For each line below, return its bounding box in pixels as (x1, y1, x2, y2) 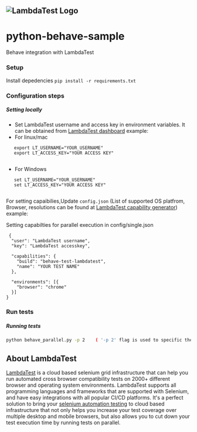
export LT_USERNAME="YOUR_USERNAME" (13, 145, 104, 150)
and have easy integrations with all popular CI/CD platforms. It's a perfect (6, 394, 184, 401)
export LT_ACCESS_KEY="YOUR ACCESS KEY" (13, 150, 114, 156)
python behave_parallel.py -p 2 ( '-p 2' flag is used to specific (6, 337, 182, 343)
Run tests (6, 308, 34, 316)
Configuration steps (6, 92, 64, 100)
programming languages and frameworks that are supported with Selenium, (6, 388, 189, 395)
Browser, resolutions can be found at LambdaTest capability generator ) (6, 203, 178, 210)
